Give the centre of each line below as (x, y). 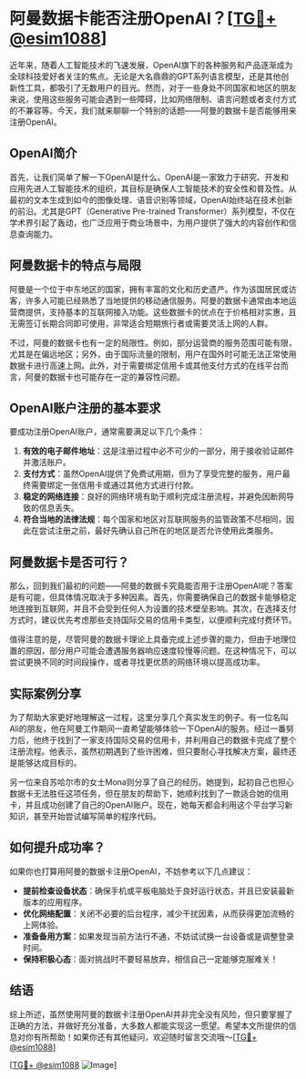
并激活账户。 (46, 463)
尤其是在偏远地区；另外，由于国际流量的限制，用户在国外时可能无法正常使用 (153, 354)
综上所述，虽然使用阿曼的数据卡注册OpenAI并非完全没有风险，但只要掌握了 (151, 1014)
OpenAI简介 (43, 153)
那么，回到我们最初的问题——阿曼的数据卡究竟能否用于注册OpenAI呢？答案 (151, 586)
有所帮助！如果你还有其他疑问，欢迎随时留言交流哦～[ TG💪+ (145, 1037)
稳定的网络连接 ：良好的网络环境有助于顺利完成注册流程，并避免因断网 (154, 496)
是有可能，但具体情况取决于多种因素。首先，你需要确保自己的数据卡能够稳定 (153, 597)
